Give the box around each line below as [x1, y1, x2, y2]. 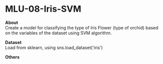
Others [5, 54, 20, 60]
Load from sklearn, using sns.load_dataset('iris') [5, 44, 103, 50]
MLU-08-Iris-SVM [5, 3, 81, 15]
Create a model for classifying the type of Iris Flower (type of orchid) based [5, 24, 159, 30]
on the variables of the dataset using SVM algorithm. [5, 30, 112, 36]
